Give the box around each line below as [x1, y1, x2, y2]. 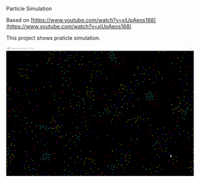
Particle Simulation [6, 5, 52, 12]
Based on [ [6, 17, 33, 23]
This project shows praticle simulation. [6, 34, 101, 41]
